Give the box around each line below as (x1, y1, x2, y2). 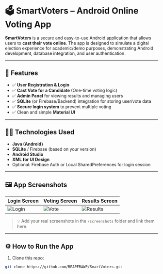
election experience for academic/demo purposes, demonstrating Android (5, 45, 154, 51)
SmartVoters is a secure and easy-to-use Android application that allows (5, 35, 151, 41)
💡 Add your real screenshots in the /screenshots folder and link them (16, 218, 155, 224)
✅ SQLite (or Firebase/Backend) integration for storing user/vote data (12, 98, 151, 104)
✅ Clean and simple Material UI (12, 109, 75, 115)
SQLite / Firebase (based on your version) (12, 146, 97, 152)
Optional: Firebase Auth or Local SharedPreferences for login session (12, 161, 151, 167)
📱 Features (5, 69, 38, 77)
